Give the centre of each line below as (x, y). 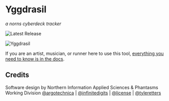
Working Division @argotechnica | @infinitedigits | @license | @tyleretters (83, 93)
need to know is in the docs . (35, 59)
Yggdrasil (26, 9)
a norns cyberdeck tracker (33, 24)
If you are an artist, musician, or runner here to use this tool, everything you (85, 53)
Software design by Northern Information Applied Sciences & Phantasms (82, 87)
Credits (17, 75)
